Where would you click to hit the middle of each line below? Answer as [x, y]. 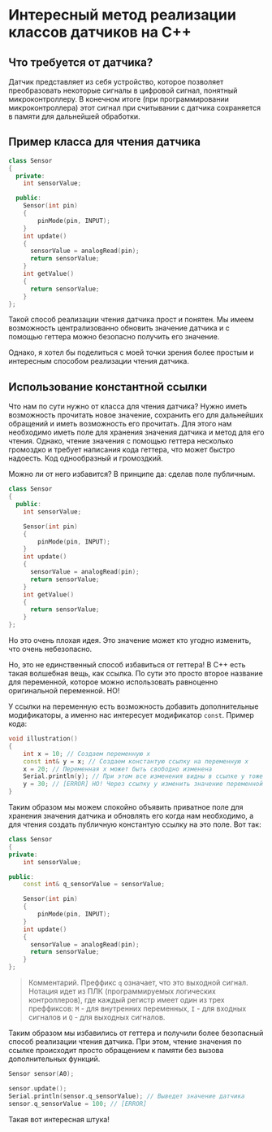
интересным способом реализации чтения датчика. [99, 361]
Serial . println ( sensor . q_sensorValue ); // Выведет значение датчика [127, 1096]
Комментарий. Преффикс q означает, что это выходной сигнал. [138, 983]
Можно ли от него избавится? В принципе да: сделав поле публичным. [132, 474]
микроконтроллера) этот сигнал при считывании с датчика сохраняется [135, 108]
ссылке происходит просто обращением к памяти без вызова [116, 1050]
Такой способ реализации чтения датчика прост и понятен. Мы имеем [131, 320]
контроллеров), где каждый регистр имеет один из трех [126, 1000]
